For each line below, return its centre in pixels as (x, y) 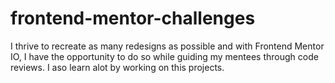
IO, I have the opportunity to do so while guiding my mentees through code (164, 56)
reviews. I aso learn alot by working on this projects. (117, 67)
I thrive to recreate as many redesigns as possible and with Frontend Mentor (167, 46)
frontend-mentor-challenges (133, 18)
